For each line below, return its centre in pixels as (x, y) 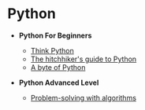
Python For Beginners (55, 35)
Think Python (52, 50)
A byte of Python (58, 67)
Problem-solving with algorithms (84, 97)
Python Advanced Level (59, 82)
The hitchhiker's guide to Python (84, 59)
